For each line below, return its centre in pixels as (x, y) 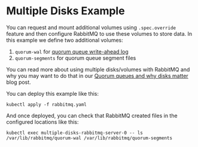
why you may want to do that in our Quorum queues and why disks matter (97, 76)
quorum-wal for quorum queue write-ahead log (71, 51)
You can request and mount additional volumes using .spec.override (91, 27)
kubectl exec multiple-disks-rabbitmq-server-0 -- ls (75, 133)
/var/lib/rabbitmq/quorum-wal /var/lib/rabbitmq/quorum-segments (89, 138)
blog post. (19, 82)
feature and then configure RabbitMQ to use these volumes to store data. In (99, 33)
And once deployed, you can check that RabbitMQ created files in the (92, 115)
